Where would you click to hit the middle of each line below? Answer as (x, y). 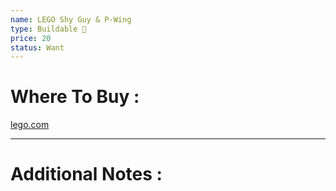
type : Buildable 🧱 (48, 29)
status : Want (37, 47)
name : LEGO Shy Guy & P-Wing (71, 19)
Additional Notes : (86, 174)
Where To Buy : (75, 97)
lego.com (30, 125)
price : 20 (31, 38)
